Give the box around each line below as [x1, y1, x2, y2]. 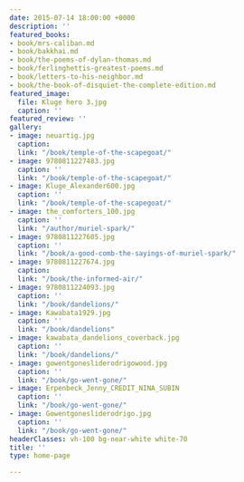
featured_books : [9, 30, 70, 39]
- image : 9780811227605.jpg [9, 232, 116, 241]
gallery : [9, 123, 42, 132]
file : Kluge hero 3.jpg [17, 97, 107, 107]
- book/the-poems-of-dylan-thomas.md [9, 55, 152, 64]
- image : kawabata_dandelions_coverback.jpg [9, 333, 180, 342]
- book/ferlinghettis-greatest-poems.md [9, 64, 164, 73]
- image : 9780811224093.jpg [9, 283, 116, 292]
